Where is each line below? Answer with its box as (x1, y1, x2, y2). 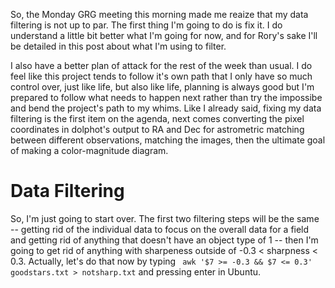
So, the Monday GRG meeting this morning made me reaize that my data (10, 9, 309, 20)
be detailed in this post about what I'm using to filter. (10, 40, 227, 52)
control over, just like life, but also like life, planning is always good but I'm (10, 81, 315, 93)
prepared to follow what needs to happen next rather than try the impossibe (10, 92, 323, 103)
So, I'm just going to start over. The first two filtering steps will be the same (10, 212, 320, 224)
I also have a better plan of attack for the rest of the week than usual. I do (10, 60, 313, 71)
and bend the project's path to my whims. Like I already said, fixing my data (10, 102, 322, 114)
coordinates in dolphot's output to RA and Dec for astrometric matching (10, 124, 305, 135)
